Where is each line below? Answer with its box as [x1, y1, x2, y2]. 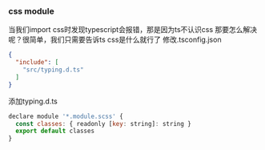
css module [8, 6, 54, 17]
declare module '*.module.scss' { [8, 112, 124, 120]
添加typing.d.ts [8, 96, 58, 106]
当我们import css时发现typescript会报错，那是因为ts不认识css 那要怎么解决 [8, 25, 258, 34]
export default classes [15, 127, 94, 136]
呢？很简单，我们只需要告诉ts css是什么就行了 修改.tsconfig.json [8, 34, 222, 45]
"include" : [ [15, 59, 59, 67]
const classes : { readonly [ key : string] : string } [15, 120, 192, 128]
